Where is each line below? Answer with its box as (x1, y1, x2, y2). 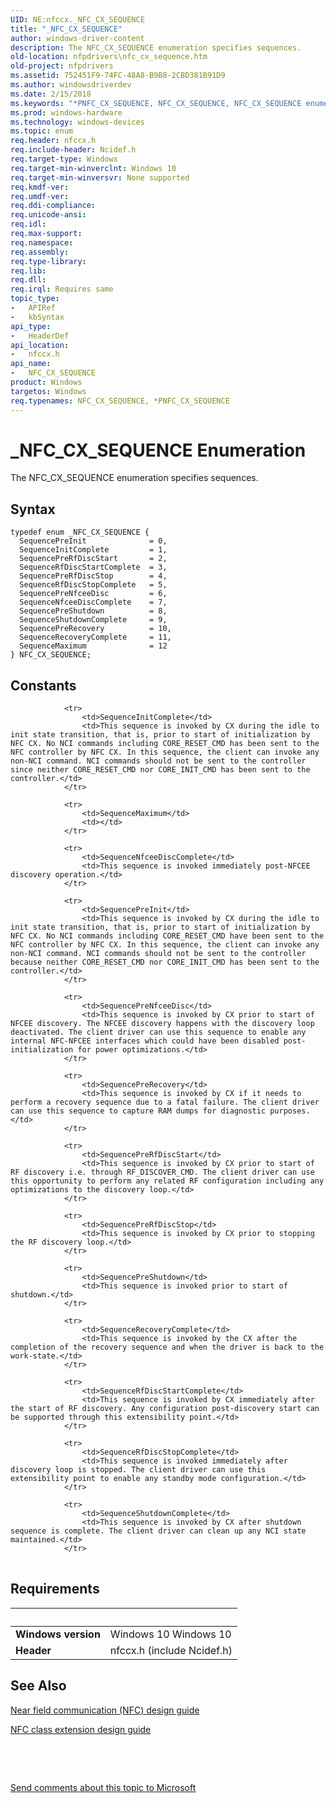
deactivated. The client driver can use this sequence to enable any (10, 1027, 307, 1038)
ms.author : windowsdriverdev (10, 80, 132, 90)
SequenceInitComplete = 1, (19, 545, 168, 555)
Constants (10, 677, 77, 694)
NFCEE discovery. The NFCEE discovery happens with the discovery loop (10, 1019, 315, 1029)
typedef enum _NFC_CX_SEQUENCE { (10, 527, 150, 538)
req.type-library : (10, 256, 87, 266)
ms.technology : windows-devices (10, 117, 145, 127)
